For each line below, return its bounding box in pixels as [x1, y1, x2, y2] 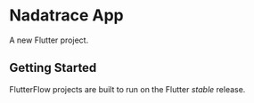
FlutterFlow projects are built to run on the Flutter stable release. [9, 83, 246, 94]
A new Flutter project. [9, 35, 89, 45]
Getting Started [9, 60, 97, 75]
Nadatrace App [9, 5, 125, 26]
